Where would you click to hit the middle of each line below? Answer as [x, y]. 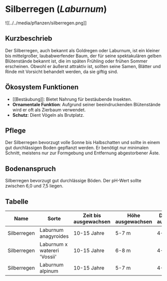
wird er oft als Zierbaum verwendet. [49, 110]
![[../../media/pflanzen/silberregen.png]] [46, 23]
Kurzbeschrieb [29, 38]
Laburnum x [54, 244]
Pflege [15, 130]
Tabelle [17, 201]
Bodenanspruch [31, 169]
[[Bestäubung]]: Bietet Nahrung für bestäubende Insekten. [72, 99]
